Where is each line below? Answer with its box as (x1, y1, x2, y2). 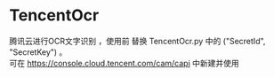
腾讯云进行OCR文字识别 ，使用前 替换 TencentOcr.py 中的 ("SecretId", (9, 35, 266, 46)
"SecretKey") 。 (9, 46, 68, 58)
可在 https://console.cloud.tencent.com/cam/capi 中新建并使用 (9, 58, 239, 68)
